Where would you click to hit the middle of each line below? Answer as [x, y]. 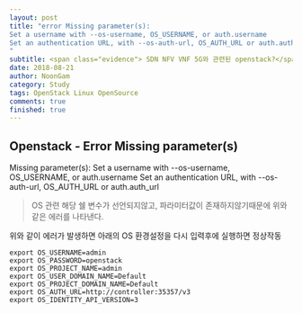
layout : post [34, 18]
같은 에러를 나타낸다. [67, 217]
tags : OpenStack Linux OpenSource [74, 93]
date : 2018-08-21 [42, 68]
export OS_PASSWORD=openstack [66, 261]
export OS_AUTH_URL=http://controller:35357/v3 [100, 292]
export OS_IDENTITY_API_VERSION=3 [74, 300]
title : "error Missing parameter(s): [80, 26]
